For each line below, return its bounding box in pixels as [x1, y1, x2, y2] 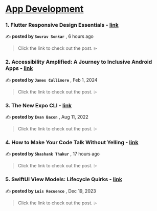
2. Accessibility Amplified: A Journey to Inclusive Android [5, 59, 152, 66]
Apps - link [5, 65, 33, 72]
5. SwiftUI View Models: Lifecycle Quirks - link [5, 176, 123, 183]
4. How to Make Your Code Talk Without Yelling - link [5, 139, 139, 146]
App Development [5, 3, 84, 15]
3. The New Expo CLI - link [5, 102, 72, 109]
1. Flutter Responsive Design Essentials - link [5, 22, 119, 29]
